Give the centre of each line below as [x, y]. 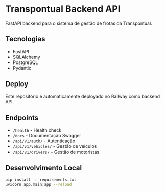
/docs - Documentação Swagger [47, 136]
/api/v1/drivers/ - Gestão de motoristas [56, 152]
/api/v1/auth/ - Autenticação [44, 141]
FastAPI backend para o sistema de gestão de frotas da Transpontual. [79, 23]
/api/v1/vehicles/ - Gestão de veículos [55, 146]
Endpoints [22, 118]
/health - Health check [37, 130]
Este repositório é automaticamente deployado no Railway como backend [83, 96]
